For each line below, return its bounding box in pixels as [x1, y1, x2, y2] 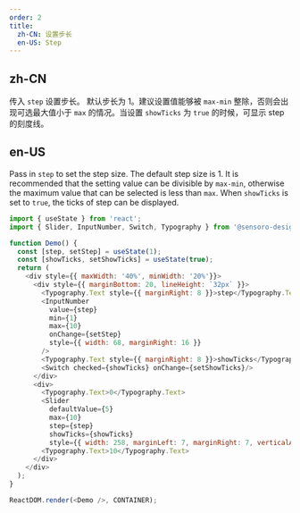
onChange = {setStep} [48, 330, 122, 340]
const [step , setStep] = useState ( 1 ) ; [17, 247, 162, 256]
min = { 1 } [48, 314, 78, 323]
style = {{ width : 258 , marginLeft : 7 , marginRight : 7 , [48, 438, 254, 447]
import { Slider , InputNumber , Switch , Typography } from [9, 223, 229, 231]
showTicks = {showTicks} [48, 430, 134, 439]
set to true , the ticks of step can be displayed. [9, 197, 179, 207]
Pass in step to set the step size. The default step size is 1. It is [9, 168, 239, 179]
